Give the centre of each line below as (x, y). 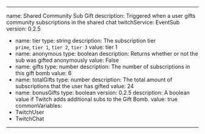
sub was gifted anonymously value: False (67, 60)
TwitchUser (30, 112)
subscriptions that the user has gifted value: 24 (74, 86)
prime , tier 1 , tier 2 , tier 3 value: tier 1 (66, 47)
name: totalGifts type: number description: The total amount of (94, 80)
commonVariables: (38, 106)
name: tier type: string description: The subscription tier (85, 41)
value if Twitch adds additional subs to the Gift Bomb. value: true (96, 99)
